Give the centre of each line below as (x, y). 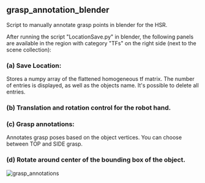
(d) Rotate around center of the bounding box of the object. (96, 160)
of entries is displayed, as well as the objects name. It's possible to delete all (102, 86)
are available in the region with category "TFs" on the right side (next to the (102, 43)
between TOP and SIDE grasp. (45, 144)
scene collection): (29, 50)
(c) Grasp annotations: (40, 124)
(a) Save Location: (34, 65)
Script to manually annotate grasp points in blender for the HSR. (87, 24)
